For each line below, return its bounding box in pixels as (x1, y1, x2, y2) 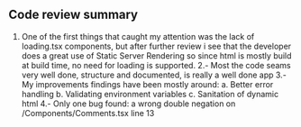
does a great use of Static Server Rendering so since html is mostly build (21, 50, 292, 61)
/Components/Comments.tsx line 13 (21, 107, 155, 118)
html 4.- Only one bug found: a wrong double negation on (21, 98, 236, 109)
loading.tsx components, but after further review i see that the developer (21, 41, 292, 51)
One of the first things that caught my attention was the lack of (21, 31, 255, 41)
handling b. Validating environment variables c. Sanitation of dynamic (21, 88, 279, 99)
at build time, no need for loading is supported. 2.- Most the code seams (21, 59, 291, 70)
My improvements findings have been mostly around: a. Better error (21, 78, 274, 89)
